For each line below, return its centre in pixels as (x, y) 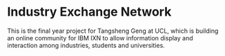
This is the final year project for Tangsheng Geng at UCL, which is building (113, 31)
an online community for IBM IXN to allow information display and (100, 38)
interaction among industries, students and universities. (86, 45)
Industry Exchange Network (89, 12)
